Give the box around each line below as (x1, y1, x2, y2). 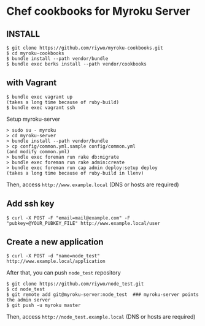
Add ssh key (6, 199, 55, 209)
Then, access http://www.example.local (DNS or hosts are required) (6, 181, 179, 188)
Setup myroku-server (6, 115, 60, 123)
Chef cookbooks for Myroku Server (6, 4, 190, 18)
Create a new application (6, 237, 104, 248)
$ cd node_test (6, 286, 45, 292)
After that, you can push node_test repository (6, 269, 121, 276)
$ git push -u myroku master (6, 302, 81, 309)
